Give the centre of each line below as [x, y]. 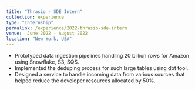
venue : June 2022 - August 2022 [47, 34]
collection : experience [35, 17]
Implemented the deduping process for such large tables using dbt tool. [101, 68]
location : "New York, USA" [39, 39]
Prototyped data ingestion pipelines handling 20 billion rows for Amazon [102, 56]
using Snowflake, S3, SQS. [47, 62]
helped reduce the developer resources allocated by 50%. [85, 81]
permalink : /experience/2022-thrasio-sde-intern [67, 28]
